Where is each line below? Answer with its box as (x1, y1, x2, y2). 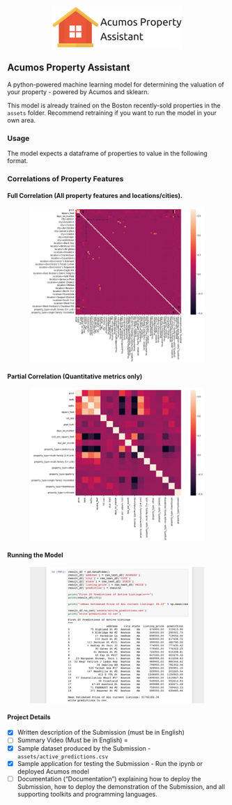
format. (7, 157, 29, 165)
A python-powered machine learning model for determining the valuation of (7, 80, 224, 89)
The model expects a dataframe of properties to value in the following (7, 149, 208, 158)
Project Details (7, 712, 51, 721)
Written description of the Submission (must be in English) (17, 728, 185, 737)
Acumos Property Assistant (7, 62, 130, 74)
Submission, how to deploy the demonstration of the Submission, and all (17, 782, 225, 790)
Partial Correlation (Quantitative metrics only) (7, 372, 143, 381)
